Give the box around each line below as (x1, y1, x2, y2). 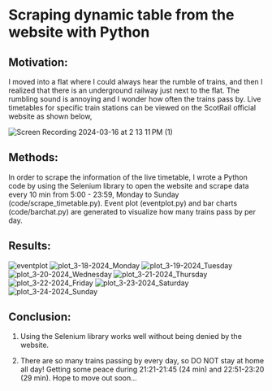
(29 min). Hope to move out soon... (19, 373, 138, 383)
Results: (8, 239, 51, 253)
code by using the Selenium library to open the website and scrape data (8, 180, 249, 190)
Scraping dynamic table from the (8, 6, 235, 24)
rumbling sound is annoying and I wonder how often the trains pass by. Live (8, 94, 261, 103)
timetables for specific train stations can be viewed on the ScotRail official (8, 103, 257, 112)
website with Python (8, 23, 150, 41)
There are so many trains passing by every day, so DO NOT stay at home (19, 356, 265, 366)
